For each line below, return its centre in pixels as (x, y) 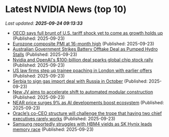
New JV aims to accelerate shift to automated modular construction (83, 92)
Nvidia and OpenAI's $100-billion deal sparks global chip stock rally (83, 59)
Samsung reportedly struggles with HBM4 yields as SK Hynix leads (82, 124)
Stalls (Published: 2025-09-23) (45, 54)
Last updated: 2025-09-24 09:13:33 (44, 23)
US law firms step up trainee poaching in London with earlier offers (82, 70)
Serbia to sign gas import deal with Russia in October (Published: (80, 81)
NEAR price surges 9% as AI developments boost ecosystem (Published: (88, 102)
